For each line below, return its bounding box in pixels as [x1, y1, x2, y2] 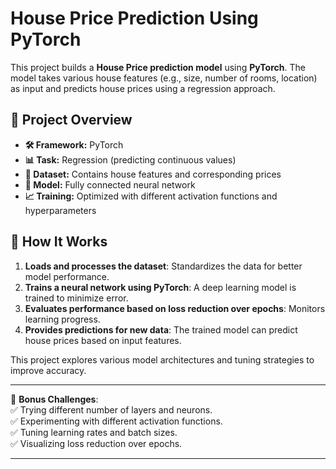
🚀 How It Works [10, 233, 108, 251]
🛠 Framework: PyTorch [24, 138, 124, 151]
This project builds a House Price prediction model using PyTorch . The [10, 61, 306, 73]
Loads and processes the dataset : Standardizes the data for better [24, 260, 303, 272]
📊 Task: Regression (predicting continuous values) [24, 153, 237, 166]
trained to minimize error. [24, 292, 129, 304]
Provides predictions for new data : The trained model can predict [24, 323, 298, 336]
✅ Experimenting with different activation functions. [10, 415, 223, 427]
